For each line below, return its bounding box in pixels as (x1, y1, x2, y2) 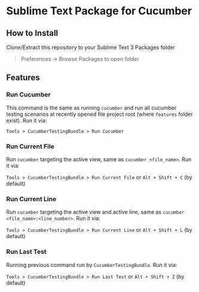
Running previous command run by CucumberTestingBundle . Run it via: (6, 261, 177, 268)
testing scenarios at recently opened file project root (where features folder (6, 110, 193, 118)
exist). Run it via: (6, 116, 47, 124)
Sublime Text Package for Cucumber (6, 4, 192, 18)
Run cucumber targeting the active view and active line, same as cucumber (6, 208, 185, 216)
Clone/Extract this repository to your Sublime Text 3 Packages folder (6, 44, 175, 51)
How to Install (6, 28, 59, 38)
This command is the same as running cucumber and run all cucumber (6, 104, 177, 111)
